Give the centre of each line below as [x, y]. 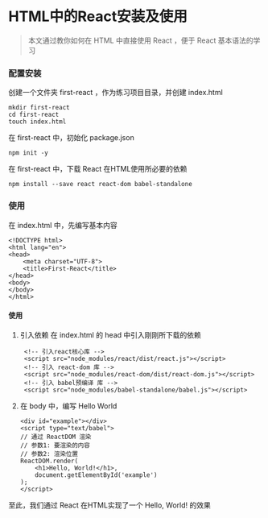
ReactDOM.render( [49, 461]
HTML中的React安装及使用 [98, 17]
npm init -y [28, 153]
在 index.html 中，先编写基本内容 [63, 225]
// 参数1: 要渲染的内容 [55, 445]
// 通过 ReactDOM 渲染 [56, 437]
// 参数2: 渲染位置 [49, 454]
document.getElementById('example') [96, 475]
